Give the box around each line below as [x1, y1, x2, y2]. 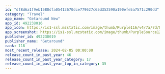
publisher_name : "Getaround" [5, 39, 65, 44]
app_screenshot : [5, 30, 38, 35]
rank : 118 [5, 43, 26, 48]
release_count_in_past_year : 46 [5, 52, 71, 57]
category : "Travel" [5, 12, 45, 17]
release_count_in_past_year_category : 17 [5, 57, 91, 62]
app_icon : [5, 25, 26, 30]
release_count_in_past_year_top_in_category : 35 [5, 61, 107, 66]
